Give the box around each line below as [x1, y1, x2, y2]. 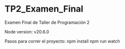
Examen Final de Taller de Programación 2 [4, 19, 90, 25]
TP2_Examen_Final [4, 3, 83, 15]
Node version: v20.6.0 [4, 29, 49, 34]
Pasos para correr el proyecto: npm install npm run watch [4, 38, 120, 44]
